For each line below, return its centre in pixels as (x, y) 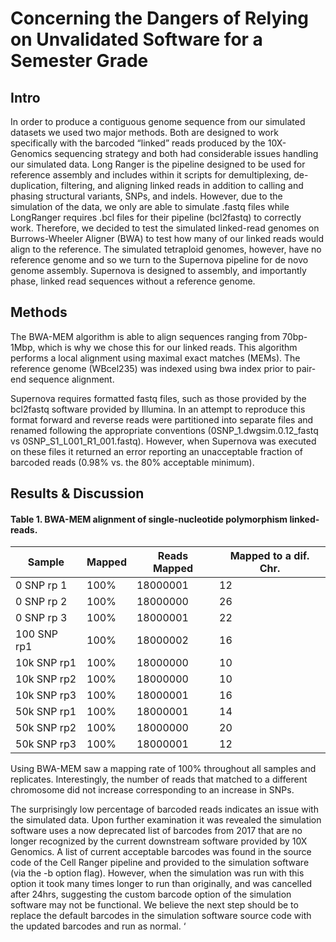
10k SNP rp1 (46, 663)
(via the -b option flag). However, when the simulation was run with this (157, 873)
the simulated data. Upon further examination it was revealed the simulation (166, 820)
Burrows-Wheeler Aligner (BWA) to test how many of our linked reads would (167, 238)
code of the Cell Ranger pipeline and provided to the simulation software (160, 863)
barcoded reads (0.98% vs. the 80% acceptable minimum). (132, 462)
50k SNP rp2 (46, 728)
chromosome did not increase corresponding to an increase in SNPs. (152, 790)
